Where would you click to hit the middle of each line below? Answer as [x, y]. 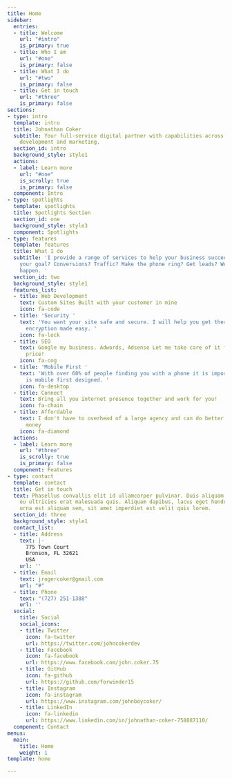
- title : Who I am [40, 53]
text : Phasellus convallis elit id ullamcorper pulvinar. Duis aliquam [119, 496]
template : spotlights [45, 207]
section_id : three [40, 515]
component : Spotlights [46, 232]
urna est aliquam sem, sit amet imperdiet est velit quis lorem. [116, 509]
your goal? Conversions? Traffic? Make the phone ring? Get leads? [118, 264]
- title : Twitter [45, 630]
